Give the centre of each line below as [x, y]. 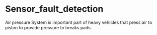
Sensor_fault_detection [54, 9]
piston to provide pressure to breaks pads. [48, 27]
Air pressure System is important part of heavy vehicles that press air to [79, 22]
